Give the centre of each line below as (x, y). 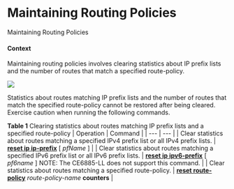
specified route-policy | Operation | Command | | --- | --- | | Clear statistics (115, 133)
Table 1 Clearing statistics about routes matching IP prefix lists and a (105, 126)
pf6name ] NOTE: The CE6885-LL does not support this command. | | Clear (116, 163)
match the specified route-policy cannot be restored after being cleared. (111, 105)
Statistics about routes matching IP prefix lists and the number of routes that (117, 98)
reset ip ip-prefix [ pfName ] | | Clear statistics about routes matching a (110, 149)
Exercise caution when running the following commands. (89, 112)
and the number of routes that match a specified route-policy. (96, 71)
